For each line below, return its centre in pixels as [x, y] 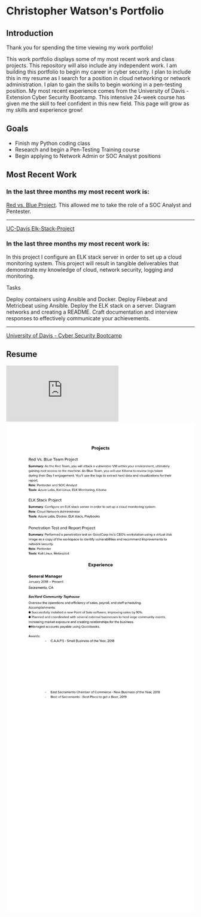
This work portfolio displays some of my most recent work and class [90, 59]
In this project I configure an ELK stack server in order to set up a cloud [94, 257]
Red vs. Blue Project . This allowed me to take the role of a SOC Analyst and [99, 205]
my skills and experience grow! [44, 110]
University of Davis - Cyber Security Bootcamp [64, 335]
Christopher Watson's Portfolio [85, 11]
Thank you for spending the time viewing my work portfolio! [80, 47]
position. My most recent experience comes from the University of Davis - [98, 91]
